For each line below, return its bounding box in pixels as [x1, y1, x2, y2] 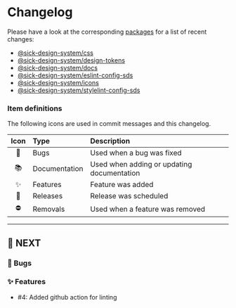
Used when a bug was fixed [90, 148, 182, 158]
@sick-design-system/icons [17, 78, 100, 86]
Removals [32, 204, 65, 214]
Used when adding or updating [90, 160, 192, 169]
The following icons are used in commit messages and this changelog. [7, 120, 211, 128]
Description [90, 136, 131, 146]
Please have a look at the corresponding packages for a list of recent [7, 27, 207, 36]
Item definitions [7, 103, 63, 113]
